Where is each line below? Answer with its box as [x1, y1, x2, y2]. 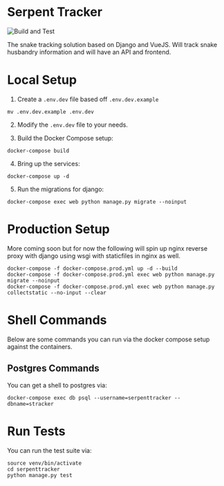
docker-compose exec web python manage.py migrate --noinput [7, 198, 187, 205]
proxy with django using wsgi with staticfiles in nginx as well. [7, 251, 181, 260]
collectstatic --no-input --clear [7, 289, 107, 296]
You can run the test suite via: [7, 446, 92, 454]
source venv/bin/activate [7, 460, 82, 467]
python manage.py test [7, 471, 73, 478]
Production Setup [7, 222, 111, 237]
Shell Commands [7, 312, 107, 327]
